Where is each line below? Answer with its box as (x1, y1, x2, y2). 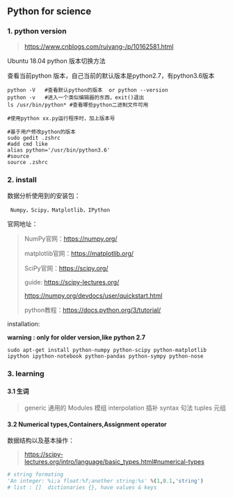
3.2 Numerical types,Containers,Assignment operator (7, 420, 167, 428)
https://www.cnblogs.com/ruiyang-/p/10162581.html (24, 42, 174, 51)
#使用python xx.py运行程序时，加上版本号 (7, 115, 115, 122)
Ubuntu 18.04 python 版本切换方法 (7, 56, 106, 65)
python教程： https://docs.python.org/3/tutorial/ (24, 305, 161, 314)
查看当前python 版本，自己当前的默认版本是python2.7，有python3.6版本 (7, 71, 215, 79)
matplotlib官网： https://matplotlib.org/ (24, 249, 134, 257)
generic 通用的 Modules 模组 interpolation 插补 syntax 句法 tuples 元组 (24, 403, 226, 412)
